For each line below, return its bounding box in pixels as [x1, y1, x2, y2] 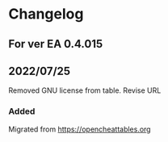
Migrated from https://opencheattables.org [8, 124, 151, 134]
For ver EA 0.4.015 [8, 37, 103, 51]
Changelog [8, 5, 84, 23]
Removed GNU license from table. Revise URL [8, 86, 162, 95]
